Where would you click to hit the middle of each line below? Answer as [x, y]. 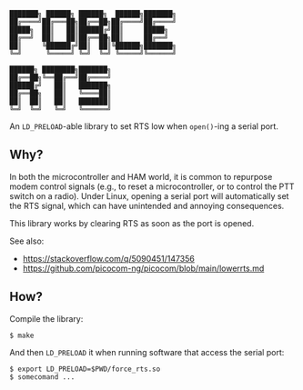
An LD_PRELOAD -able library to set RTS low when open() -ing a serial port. [144, 126]
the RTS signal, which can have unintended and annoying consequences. [147, 205]
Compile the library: [46, 318]
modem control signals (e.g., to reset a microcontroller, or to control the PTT [152, 186]
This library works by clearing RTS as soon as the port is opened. [132, 223]
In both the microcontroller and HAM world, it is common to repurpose [141, 176]
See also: [27, 241]
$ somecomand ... [42, 377]
